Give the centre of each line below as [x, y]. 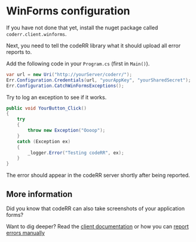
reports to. [19, 52]
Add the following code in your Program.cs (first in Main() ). [78, 63]
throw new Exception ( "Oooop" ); [67, 131]
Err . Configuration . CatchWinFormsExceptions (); [65, 86]
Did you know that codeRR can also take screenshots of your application [96, 208]
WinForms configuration [68, 11]
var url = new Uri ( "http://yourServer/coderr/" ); [69, 74]
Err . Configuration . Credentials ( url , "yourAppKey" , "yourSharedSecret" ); [99, 80]
